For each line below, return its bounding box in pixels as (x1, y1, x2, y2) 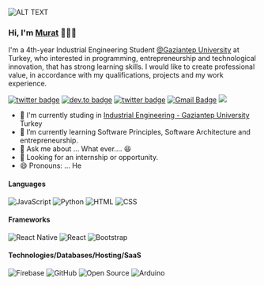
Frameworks (8, 215, 51, 225)
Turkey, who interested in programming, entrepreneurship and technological (8, 54, 257, 63)
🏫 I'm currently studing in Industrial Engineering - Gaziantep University (19, 111, 251, 120)
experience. (8, 79, 47, 89)
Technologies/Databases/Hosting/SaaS (8, 250, 141, 260)
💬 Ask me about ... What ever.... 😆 (19, 144, 132, 154)
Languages (8, 179, 46, 188)
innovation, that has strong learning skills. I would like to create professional (8, 62, 255, 71)
